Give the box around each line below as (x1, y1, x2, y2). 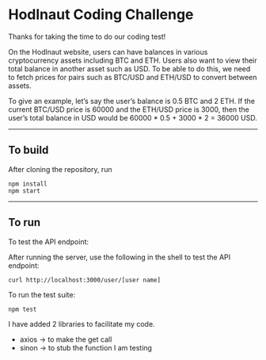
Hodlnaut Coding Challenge (8, 6, 194, 24)
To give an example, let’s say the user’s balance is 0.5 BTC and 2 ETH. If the (8, 96, 256, 105)
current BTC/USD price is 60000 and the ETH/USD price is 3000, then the (8, 105, 249, 114)
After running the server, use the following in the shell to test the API (8, 252, 231, 262)
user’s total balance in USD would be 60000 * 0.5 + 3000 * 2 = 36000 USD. (8, 113, 257, 122)
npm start (8, 186, 41, 195)
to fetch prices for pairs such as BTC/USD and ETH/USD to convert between (8, 72, 257, 82)
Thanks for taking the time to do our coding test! (8, 32, 166, 41)
